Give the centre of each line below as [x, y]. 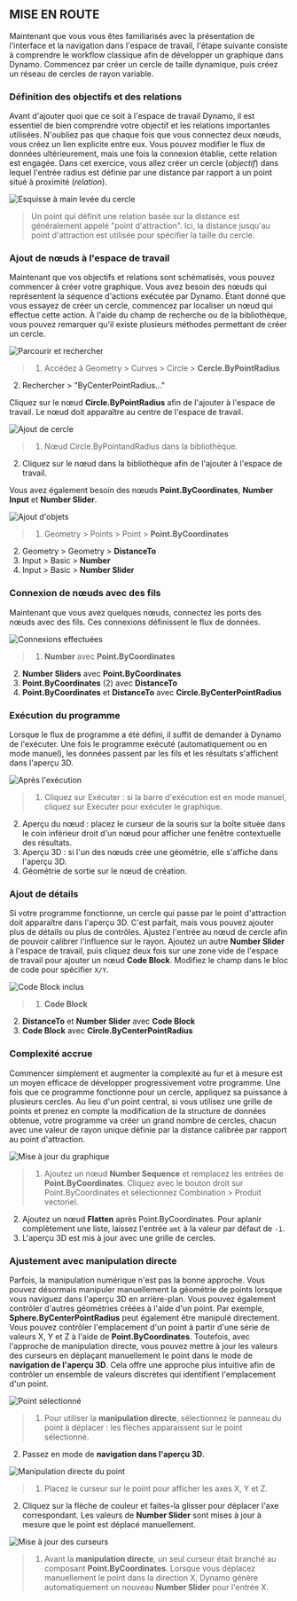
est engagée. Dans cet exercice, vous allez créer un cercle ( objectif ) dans [144, 163]
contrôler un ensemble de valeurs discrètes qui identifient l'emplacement [143, 1374]
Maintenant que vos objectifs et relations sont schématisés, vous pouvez [142, 278]
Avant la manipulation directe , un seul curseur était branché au [160, 1558]
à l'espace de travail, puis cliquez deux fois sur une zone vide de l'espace [144, 951]
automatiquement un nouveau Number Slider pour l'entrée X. [156, 1587]
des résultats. [47, 843]
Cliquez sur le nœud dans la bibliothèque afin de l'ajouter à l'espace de [152, 464]
